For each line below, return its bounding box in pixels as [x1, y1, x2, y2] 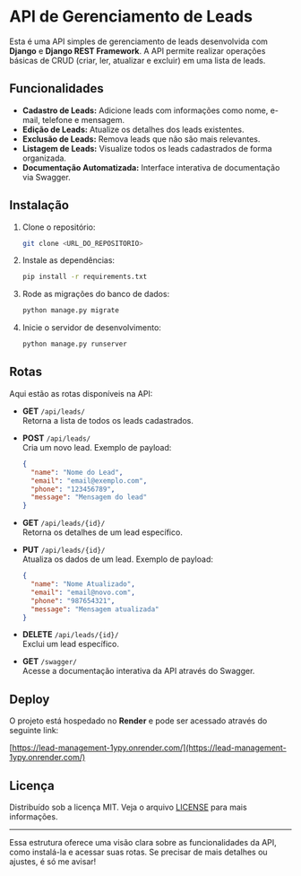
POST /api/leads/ [21, 433, 91, 443]
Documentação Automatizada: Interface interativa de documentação [21, 162, 280, 172]
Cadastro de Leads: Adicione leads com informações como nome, [21, 105, 269, 116]
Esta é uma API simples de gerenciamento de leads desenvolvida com [9, 36, 269, 47]
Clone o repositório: [21, 222, 96, 232]
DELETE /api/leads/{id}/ [21, 629, 119, 640]
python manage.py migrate [21, 306, 119, 315]
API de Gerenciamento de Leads [9, 6, 254, 27]
